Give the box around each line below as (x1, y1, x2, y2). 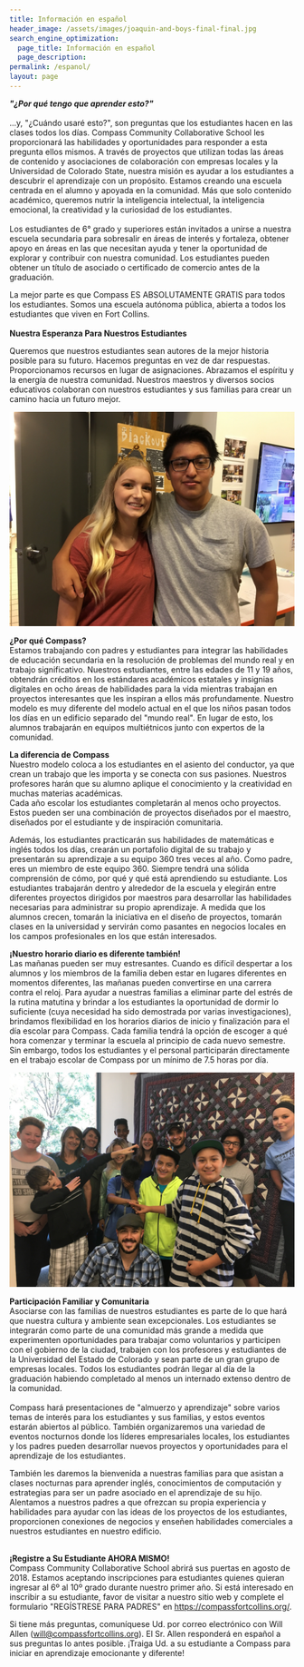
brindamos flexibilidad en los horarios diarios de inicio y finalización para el (9, 1015, 290, 1026)
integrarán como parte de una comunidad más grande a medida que (9, 1325, 264, 1336)
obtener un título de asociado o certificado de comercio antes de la (9, 261, 261, 272)
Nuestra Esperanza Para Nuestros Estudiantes (9, 328, 187, 338)
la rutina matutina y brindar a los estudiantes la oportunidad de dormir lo (9, 996, 279, 1007)
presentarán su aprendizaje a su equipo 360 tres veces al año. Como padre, (9, 853, 293, 864)
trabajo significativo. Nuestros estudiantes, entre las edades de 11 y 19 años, (9, 663, 294, 675)
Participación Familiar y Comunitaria (9, 1296, 149, 1307)
